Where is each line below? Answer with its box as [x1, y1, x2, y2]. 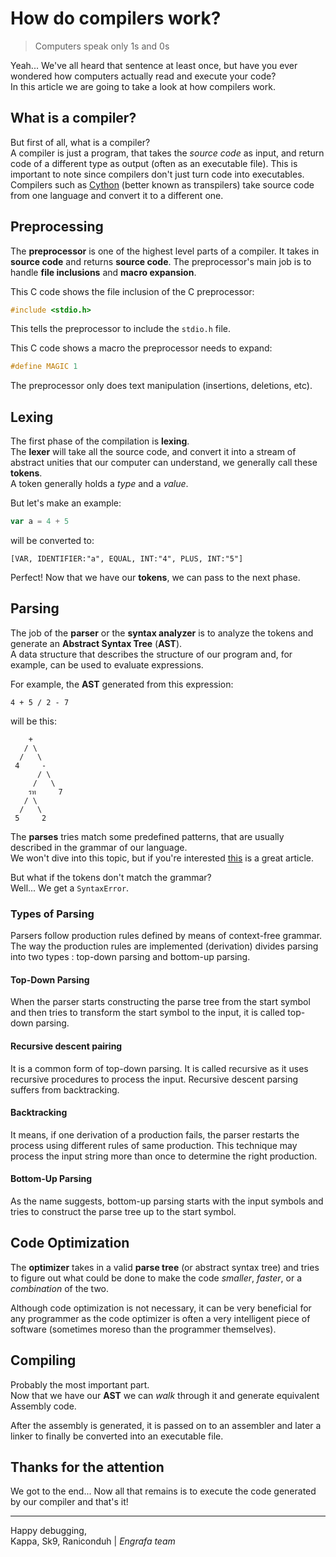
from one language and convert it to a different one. [10, 189, 224, 201]
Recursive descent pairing [10, 1040, 123, 1052]
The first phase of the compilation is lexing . [10, 435, 190, 447]
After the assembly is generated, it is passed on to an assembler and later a [10, 1419, 322, 1431]
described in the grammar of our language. [10, 841, 188, 853]
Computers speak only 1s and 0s [34, 40, 170, 52]
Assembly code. [10, 1400, 77, 1412]
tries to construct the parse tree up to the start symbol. [10, 1205, 237, 1217]
